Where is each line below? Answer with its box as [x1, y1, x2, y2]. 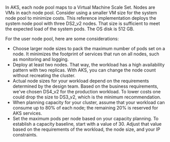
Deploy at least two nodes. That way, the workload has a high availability [12, 62, 165, 67]
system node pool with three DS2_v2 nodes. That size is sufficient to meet [5, 20, 160, 26]
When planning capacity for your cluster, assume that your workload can [12, 99, 165, 105]
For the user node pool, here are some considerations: [5, 35, 119, 42]
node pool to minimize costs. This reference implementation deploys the [5, 15, 156, 21]
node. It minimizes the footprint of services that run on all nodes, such [12, 51, 160, 57]
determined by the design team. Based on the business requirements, [12, 83, 159, 89]
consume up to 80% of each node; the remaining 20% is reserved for [12, 105, 158, 111]
